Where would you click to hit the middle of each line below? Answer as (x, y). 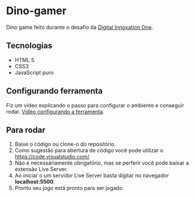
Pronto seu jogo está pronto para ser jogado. (69, 188)
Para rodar (26, 130)
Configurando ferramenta (54, 91)
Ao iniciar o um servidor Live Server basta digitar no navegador (92, 176)
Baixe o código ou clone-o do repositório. (65, 144)
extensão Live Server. (41, 169)
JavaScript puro (34, 73)
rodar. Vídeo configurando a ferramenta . (55, 111)
